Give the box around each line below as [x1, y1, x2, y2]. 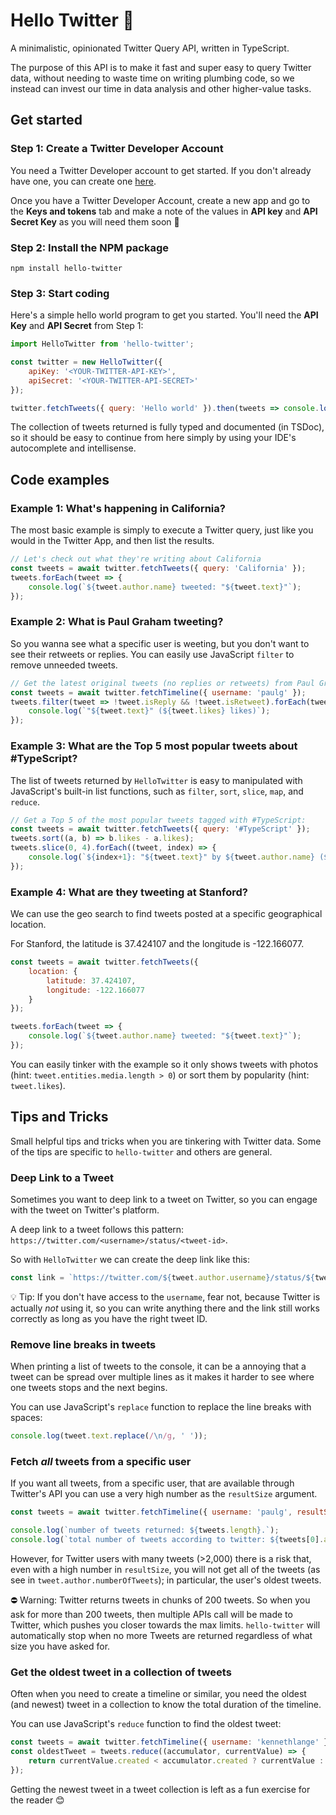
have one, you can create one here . [10, 175, 157, 187]
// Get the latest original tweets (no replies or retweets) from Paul [10, 678, 315, 688]
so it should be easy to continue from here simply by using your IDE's [10, 432, 297, 444]
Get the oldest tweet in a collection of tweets [10, 1665, 232, 1679]
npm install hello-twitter [10, 263, 123, 273]
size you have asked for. [10, 1640, 111, 1652]
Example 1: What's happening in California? [10, 501, 226, 515]
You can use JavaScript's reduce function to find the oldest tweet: [10, 1718, 282, 1730]
